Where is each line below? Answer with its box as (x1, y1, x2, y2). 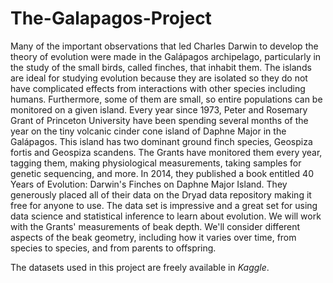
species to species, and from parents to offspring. (10, 242, 217, 254)
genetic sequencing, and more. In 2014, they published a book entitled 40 (10, 167, 314, 179)
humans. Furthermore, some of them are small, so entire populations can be (10, 93, 323, 105)
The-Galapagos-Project (10, 7, 212, 30)
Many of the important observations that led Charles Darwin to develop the (10, 40, 319, 52)
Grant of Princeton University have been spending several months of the (10, 114, 309, 126)
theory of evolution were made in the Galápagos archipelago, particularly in (10, 50, 322, 62)
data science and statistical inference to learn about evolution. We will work (10, 210, 322, 222)
